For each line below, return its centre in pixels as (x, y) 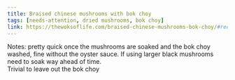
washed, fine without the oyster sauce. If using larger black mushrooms (111, 54)
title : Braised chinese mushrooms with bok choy (79, 14)
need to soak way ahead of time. (54, 62)
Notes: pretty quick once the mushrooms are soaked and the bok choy (109, 47)
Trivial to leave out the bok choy (54, 69)
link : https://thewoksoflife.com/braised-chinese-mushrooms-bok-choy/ (112, 27)
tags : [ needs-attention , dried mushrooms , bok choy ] (86, 20)
